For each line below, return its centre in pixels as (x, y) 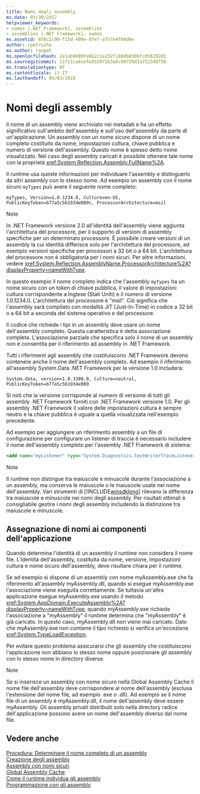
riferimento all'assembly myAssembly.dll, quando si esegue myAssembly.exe (100, 583)
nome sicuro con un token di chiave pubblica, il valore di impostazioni (91, 288)
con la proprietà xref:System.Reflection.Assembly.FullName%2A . (86, 162)
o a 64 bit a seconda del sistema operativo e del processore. (80, 313)
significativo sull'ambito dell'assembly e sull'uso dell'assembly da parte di (97, 131)
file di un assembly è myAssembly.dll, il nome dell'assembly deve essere (95, 701)
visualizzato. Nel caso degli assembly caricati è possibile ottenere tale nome (100, 156)
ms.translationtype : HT (36, 67)
